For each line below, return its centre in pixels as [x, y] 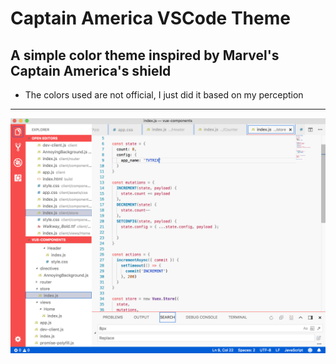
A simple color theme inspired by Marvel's [145, 55]
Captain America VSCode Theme [150, 18]
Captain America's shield [91, 70]
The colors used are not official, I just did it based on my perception [164, 95]
